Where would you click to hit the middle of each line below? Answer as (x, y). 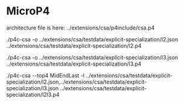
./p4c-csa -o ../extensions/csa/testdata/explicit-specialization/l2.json (92, 39)
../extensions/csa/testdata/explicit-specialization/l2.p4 (74, 46)
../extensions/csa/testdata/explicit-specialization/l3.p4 (74, 64)
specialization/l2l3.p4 (33, 94)
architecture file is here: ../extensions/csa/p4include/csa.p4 (81, 28)
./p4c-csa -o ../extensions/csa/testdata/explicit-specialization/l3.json (92, 57)
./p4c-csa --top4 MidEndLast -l (45, 75)
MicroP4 (28, 11)
